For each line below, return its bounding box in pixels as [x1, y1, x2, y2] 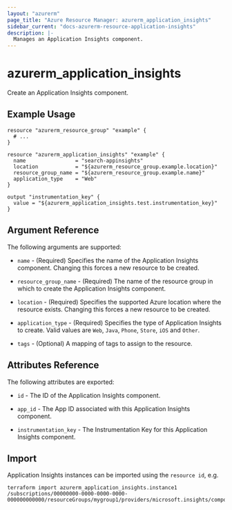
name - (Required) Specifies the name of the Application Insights [17, 256, 199, 264]
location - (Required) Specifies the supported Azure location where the [17, 298, 222, 306]
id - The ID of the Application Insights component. [17, 391, 161, 399]
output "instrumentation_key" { [7, 193, 100, 201]
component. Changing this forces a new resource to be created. [17, 264, 200, 272]
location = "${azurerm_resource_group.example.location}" [13, 163, 217, 170]
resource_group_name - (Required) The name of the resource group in [17, 277, 213, 285]
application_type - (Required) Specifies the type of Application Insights [17, 318, 222, 327]
